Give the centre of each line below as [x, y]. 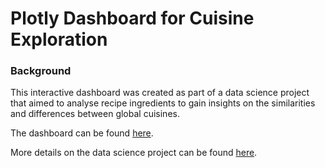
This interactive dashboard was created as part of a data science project [160, 93]
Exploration [59, 39]
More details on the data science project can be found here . [134, 153]
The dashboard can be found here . [82, 133]
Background [41, 71]
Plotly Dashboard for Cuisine [132, 18]
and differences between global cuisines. [95, 114]
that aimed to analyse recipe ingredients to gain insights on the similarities [163, 103]
